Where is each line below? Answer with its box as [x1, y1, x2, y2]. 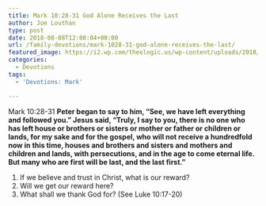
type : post [8, 26, 44, 34]
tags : [8, 71, 26, 78]
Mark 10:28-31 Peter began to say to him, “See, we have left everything [8, 106, 245, 116]
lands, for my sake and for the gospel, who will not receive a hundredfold [8, 132, 253, 141]
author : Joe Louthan [8, 19, 77, 27]
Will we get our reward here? [19, 181, 114, 190]
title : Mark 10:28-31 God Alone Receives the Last [8, 11, 179, 20]
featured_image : [8, 48, 62, 56]
